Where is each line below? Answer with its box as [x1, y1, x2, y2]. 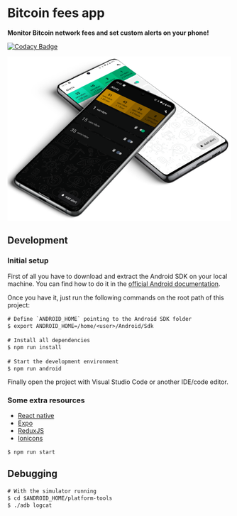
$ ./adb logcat [7, 502, 53, 509]
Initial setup [7, 256, 49, 265]
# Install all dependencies [7, 336, 91, 344]
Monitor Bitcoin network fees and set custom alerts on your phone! [7, 28, 209, 37]
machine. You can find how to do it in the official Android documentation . [7, 279, 221, 288]
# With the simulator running [7, 488, 97, 495]
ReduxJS [17, 427, 45, 435]
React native [17, 412, 55, 420]
